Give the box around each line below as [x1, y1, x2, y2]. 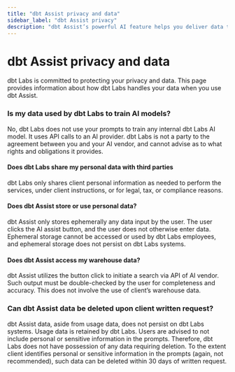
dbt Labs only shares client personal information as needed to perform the [7, 178, 222, 187]
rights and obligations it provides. [7, 147, 104, 155]
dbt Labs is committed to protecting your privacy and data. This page [7, 76, 207, 85]
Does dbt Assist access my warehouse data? [7, 256, 141, 264]
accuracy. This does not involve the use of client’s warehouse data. [7, 286, 201, 294]
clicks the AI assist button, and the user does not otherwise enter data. [7, 225, 211, 234]
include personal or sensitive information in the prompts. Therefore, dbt [7, 334, 213, 343]
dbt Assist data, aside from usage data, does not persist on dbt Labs [7, 320, 204, 328]
